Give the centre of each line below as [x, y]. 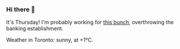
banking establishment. [35, 28]
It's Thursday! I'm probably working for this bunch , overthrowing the [90, 22]
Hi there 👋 [21, 9]
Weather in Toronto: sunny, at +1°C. [50, 40]
